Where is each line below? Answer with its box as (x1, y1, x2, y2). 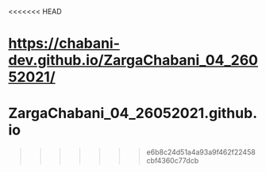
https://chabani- (8, 35, 121, 52)
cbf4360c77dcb (146, 156, 199, 166)
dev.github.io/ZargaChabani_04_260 (8, 52, 259, 70)
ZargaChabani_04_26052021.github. (8, 105, 258, 122)
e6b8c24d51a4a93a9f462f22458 (146, 147, 256, 157)
